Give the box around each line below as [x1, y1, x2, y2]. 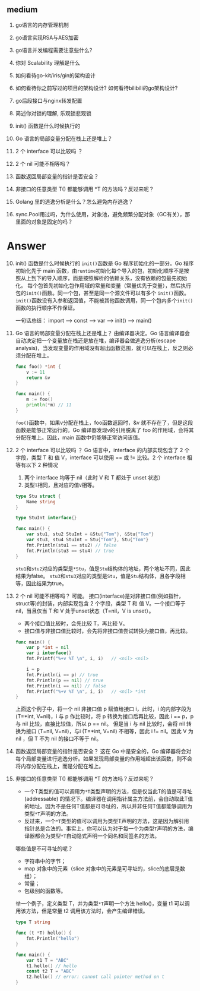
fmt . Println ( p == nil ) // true [26, 677, 104, 683]
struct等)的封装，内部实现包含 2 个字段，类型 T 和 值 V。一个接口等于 [15, 599, 186, 607]
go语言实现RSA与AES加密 [15, 34, 79, 41]
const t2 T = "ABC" [26, 968, 75, 974]
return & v [26, 374, 50, 381]
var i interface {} [26, 650, 72, 656]
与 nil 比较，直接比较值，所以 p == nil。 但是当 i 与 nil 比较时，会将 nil [15, 720, 185, 727]
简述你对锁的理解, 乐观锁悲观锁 [15, 109, 91, 116]
